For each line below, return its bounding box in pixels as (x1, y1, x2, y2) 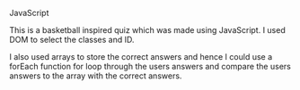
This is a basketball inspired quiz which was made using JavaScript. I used (9, 25, 286, 35)
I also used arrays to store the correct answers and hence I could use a (9, 52, 273, 61)
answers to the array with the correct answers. (9, 70, 182, 81)
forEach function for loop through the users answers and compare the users (9, 61, 292, 71)
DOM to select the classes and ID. (9, 35, 135, 45)
